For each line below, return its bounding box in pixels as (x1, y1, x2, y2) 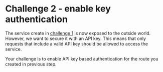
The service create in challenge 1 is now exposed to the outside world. (5, 30, 151, 36)
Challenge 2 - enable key (5, 3, 111, 14)
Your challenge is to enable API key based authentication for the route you (5, 55, 159, 61)
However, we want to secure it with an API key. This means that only (5, 35, 146, 41)
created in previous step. (5, 61, 57, 67)
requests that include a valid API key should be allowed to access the (5, 40, 148, 46)
